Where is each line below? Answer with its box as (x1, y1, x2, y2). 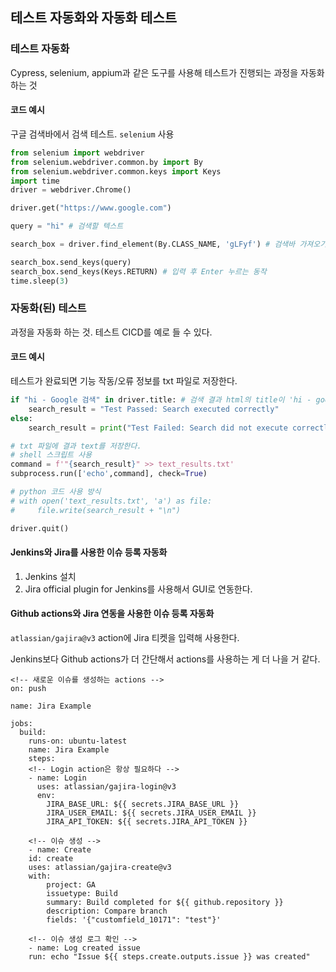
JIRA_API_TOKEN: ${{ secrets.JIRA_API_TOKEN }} (46, 816, 248, 827)
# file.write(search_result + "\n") (10, 505, 182, 515)
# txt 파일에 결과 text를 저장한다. (10, 441, 142, 451)
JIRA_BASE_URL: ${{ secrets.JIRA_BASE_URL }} (46, 799, 240, 809)
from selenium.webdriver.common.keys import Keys (10, 166, 222, 177)
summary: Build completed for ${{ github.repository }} (46, 897, 284, 907)
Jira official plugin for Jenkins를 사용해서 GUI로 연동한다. (24, 583, 253, 595)
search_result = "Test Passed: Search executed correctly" (28, 404, 280, 414)
